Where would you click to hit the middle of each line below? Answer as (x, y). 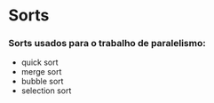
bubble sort (42, 82)
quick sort (40, 62)
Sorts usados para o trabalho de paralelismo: (107, 44)
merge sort (41, 72)
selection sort (46, 91)
